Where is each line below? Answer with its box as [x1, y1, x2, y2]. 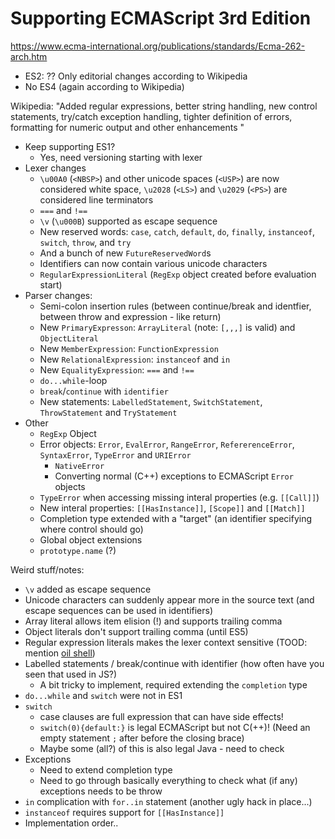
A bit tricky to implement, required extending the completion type [39, 678, 308, 691]
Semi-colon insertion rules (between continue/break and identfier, [39, 300, 312, 312]
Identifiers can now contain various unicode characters [39, 257, 268, 269]
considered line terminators [39, 193, 154, 206]
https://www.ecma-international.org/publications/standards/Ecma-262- [10, 40, 306, 52]
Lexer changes [24, 162, 87, 174]
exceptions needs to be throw [39, 785, 163, 797]
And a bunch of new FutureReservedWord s [39, 247, 212, 259]
